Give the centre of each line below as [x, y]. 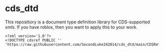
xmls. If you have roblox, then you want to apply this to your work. [71, 27]
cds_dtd [22, 9]
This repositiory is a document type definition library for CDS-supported [78, 22]
